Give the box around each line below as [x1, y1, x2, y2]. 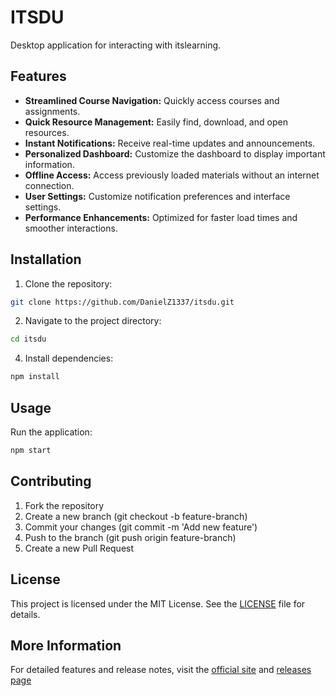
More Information [10, 637, 122, 654]
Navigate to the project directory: [24, 315, 162, 327]
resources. [24, 126, 70, 138]
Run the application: [10, 426, 93, 438]
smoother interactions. [24, 222, 118, 234]
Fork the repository [24, 499, 105, 511]
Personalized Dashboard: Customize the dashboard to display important [24, 147, 326, 160]
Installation [10, 251, 82, 268]
